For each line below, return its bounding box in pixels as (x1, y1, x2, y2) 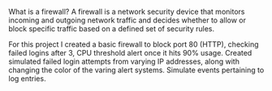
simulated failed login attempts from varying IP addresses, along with (8, 56, 240, 66)
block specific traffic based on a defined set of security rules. (8, 24, 215, 33)
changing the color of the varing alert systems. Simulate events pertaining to (8, 65, 265, 75)
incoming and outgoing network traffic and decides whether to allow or (8, 15, 246, 25)
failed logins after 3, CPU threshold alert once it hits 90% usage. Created (8, 48, 253, 57)
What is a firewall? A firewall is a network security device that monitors (8, 7, 245, 16)
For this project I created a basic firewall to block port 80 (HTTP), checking (8, 39, 259, 49)
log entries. (8, 74, 46, 83)
